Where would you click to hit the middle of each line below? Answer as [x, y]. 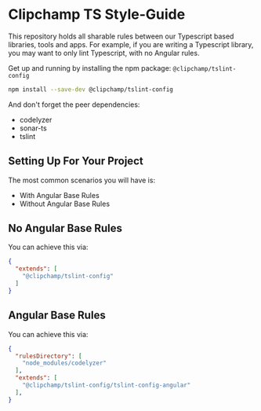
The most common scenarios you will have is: [82, 180]
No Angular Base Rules [65, 228]
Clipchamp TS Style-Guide [97, 15]
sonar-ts [33, 128]
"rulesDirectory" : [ [49, 356]
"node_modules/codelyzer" [65, 363]
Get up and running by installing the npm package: [90, 68]
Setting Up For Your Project [76, 161]
